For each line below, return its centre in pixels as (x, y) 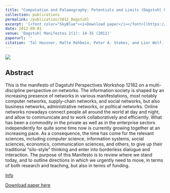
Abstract (19, 73)
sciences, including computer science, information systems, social (75, 138)
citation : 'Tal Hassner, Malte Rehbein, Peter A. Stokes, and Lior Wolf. (85, 43)
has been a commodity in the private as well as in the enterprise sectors (80, 122)
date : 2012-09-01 (24, 29)
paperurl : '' (19, 38)
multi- (155, 85)
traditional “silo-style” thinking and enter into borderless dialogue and (78, 149)
